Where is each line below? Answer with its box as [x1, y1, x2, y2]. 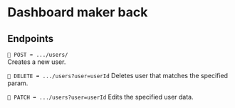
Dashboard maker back [7, 4, 148, 21]
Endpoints [7, 33, 54, 45]
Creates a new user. [7, 58, 66, 66]
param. [7, 79, 28, 87]
